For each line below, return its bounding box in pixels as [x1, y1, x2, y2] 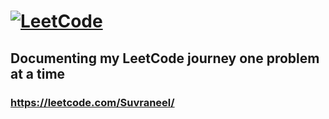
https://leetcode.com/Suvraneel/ [10, 95, 175, 109]
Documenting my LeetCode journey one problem [10, 50, 320, 67]
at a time [10, 65, 66, 82]
